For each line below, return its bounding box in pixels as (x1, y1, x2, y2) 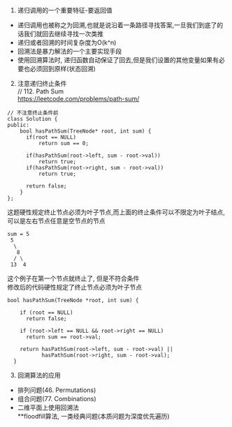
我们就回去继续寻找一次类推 (23, 30, 103, 38)
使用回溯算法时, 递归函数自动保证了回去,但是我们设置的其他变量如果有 (17, 56, 219, 64)
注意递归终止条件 (17, 80, 67, 87)
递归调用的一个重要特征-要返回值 (17, 6, 113, 14)
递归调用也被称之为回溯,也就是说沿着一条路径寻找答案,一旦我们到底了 (17, 21, 217, 29)
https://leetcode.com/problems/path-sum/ (17, 95, 140, 103)
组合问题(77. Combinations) (17, 395, 96, 403)
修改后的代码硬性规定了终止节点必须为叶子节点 (7, 283, 142, 291)
